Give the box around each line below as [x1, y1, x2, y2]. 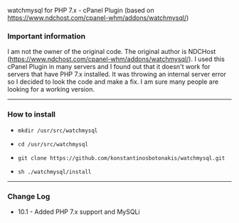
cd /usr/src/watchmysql [17, 141, 89, 148]
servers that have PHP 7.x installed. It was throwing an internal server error [7, 70, 226, 79]
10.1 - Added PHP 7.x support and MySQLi [17, 207, 140, 216]
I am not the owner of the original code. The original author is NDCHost [7, 48, 216, 56]
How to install [7, 109, 55, 119]
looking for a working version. [7, 85, 95, 94]
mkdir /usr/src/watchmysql [17, 127, 98, 134]
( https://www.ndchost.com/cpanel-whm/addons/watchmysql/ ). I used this [7, 55, 225, 63]
